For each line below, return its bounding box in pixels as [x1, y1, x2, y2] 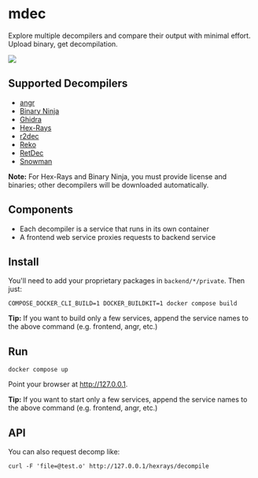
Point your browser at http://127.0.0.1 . [8, 379, 128, 389]
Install [8, 255, 39, 268]
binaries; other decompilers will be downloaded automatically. [8, 180, 209, 189]
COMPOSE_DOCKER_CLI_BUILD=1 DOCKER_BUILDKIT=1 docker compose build [8, 300, 238, 308]
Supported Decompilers [8, 77, 128, 91]
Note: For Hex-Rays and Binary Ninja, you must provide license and [8, 171, 227, 181]
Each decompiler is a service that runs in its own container [19, 224, 210, 233]
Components [8, 203, 73, 217]
